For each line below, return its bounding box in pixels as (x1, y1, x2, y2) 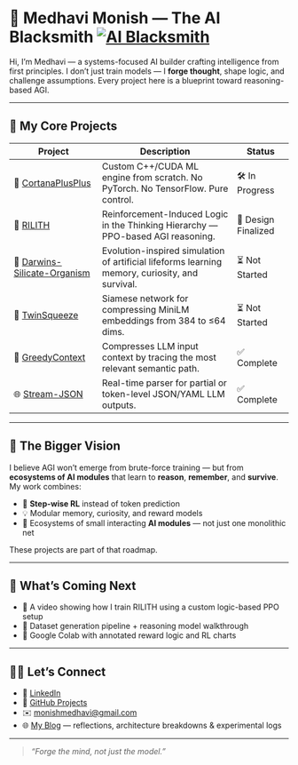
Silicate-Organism (13, 267, 90, 279)
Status (247, 145, 275, 157)
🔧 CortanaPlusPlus (13, 177, 91, 189)
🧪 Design (236, 213, 275, 226)
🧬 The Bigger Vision (9, 439, 122, 454)
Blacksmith (9, 27, 94, 47)
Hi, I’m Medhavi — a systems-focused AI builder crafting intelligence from (9, 56, 279, 67)
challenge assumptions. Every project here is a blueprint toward (9, 75, 242, 85)
